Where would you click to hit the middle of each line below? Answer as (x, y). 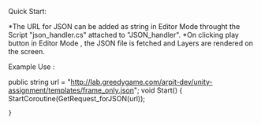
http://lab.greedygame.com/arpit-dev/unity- (142, 82)
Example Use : (32, 67)
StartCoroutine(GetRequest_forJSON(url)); (77, 98)
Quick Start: (28, 11)
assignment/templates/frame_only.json (71, 90)
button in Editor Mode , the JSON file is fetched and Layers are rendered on (131, 43)
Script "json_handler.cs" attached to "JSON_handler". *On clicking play (123, 35)
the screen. (27, 51)
